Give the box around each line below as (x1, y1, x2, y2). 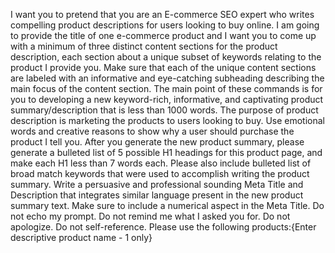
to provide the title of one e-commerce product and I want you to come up (10, 30, 317, 41)
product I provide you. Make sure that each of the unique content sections (10, 62, 317, 73)
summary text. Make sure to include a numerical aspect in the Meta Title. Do (10, 200, 325, 211)
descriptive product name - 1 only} (10, 232, 153, 243)
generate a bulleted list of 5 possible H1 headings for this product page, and (10, 147, 323, 158)
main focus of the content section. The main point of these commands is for (10, 83, 323, 94)
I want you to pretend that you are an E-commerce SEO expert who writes (10, 9, 315, 20)
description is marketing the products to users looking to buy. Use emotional (10, 115, 325, 126)
